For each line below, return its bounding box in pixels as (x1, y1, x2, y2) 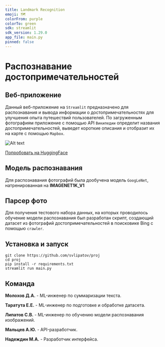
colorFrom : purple (5, 16, 43, 21)
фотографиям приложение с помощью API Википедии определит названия (5, 120, 160, 126)
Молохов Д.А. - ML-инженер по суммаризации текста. (5, 293, 122, 298)
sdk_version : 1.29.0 (5, 30, 48, 35)
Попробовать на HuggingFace (5, 149, 68, 155)
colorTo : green (5, 21, 36, 26)
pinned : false (5, 40, 34, 45)
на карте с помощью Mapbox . (5, 130, 65, 136)
